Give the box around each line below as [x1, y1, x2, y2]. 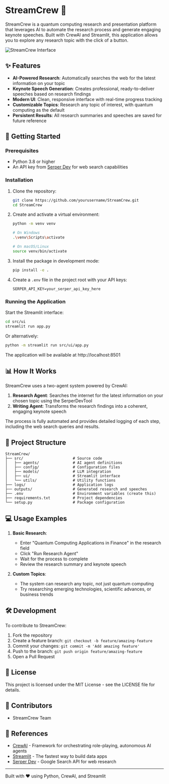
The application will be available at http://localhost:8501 [5, 352, 121, 358]
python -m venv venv [12, 221, 56, 226]
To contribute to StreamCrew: [5, 622, 67, 628]
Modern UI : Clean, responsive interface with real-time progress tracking [12, 96, 162, 102]
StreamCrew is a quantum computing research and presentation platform [5, 21, 157, 27]
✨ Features [5, 61, 41, 70]
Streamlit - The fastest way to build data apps [12, 753, 107, 759]
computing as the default [12, 107, 65, 113]
